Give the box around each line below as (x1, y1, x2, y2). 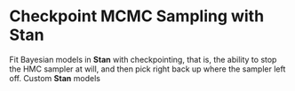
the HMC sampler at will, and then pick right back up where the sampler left (9, 64, 286, 74)
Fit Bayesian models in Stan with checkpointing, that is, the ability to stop (9, 54, 277, 64)
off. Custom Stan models (9, 72, 100, 83)
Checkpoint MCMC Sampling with (9, 6, 265, 27)
